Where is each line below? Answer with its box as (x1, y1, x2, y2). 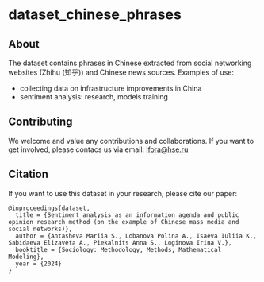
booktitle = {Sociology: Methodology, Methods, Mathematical (15, 245, 222, 253)
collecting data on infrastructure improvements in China (19, 83, 202, 93)
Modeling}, (8, 253, 44, 261)
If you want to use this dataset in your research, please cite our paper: (8, 188, 238, 198)
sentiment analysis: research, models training (19, 92, 169, 101)
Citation (8, 168, 49, 181)
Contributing (8, 115, 73, 129)
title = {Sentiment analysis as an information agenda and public (15, 211, 239, 219)
